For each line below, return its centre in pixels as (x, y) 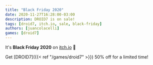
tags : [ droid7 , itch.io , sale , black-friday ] (53, 24)
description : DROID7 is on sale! (40, 19)
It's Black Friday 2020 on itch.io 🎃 (41, 47)
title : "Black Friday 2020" (35, 10)
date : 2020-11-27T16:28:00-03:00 (40, 14)
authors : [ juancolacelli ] (32, 28)
